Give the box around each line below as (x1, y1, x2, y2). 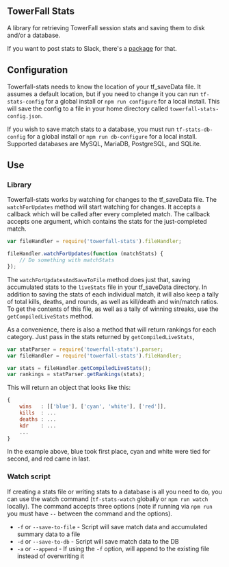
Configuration (7, 65, 68, 76)
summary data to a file (16, 530, 81, 538)
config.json (7, 113, 41, 119)
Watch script (7, 472, 51, 481)
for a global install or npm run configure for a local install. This (45, 97, 220, 105)
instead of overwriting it (16, 552, 84, 560)
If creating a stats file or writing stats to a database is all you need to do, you (7, 487, 222, 496)
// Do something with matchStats (19, 257, 115, 264)
